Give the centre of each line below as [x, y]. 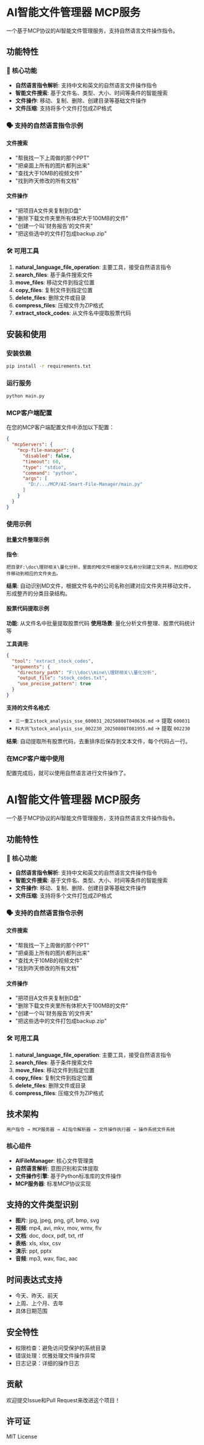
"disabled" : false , [47, 456]
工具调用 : [18, 644]
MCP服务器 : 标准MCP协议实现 [53, 1183]
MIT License [22, 1436]
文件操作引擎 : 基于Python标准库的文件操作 [68, 1176]
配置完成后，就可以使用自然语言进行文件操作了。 [68, 773]
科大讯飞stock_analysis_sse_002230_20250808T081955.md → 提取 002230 [103, 728]
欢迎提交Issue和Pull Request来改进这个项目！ [63, 1400]
